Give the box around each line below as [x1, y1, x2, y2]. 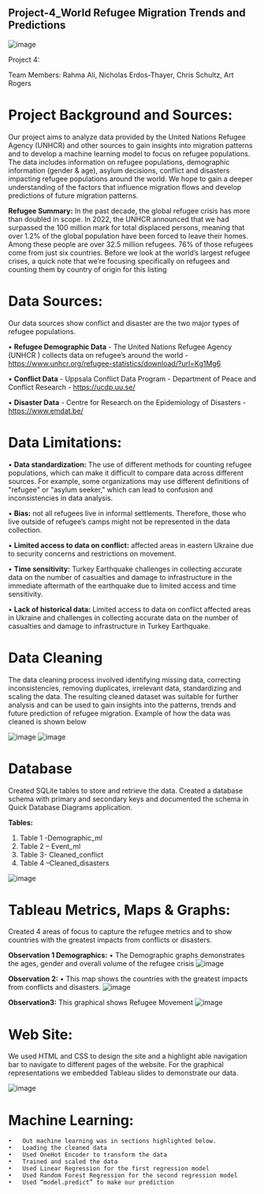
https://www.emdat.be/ [8, 406, 84, 415]
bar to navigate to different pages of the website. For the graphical [8, 1060, 225, 1069]
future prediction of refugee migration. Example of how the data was [8, 709, 231, 718]
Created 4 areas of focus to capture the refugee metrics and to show [8, 927, 232, 936]
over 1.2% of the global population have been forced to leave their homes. [8, 231, 248, 240]
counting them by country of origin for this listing [8, 264, 167, 274]
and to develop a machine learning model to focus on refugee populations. [8, 149, 251, 158]
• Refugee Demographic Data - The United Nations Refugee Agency [8, 342, 232, 352]
